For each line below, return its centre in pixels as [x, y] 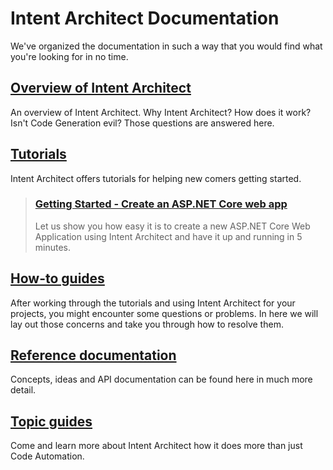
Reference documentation [93, 355]
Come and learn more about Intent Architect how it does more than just [156, 446]
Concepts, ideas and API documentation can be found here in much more [161, 379]
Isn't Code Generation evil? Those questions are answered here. [142, 123]
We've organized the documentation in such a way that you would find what [166, 46]
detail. [23, 390]
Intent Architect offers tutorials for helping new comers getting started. [156, 178]
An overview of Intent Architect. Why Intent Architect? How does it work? [161, 112]
